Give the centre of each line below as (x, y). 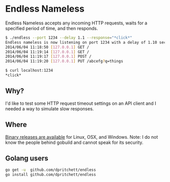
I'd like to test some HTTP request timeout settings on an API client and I (81, 103)
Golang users (27, 158)
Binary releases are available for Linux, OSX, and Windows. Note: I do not (82, 137)
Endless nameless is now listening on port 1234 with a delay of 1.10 (81, 42)
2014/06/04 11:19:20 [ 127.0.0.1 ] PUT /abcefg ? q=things (64, 62)
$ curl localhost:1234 (29, 71)
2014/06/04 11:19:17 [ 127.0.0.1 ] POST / (49, 56)
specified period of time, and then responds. (52, 28)
